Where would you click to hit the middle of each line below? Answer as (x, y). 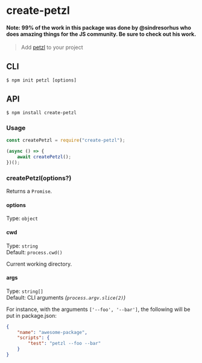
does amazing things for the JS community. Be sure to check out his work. (101, 34)
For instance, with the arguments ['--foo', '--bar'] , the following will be (98, 309)
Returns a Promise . (29, 191)
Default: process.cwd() (34, 252)
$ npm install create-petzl (42, 113)
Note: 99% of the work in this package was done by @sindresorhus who (99, 27)
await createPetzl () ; (44, 157)
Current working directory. (39, 264)
